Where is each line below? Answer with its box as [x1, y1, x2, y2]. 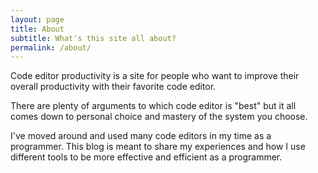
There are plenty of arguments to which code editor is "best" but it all [10, 100, 297, 112]
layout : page [10, 14, 65, 25]
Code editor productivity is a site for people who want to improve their [10, 70, 300, 82]
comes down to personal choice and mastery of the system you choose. [10, 111, 308, 123]
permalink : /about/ [10, 42, 92, 53]
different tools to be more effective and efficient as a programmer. [10, 151, 283, 163]
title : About [10, 24, 65, 34]
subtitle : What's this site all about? [10, 33, 177, 43]
